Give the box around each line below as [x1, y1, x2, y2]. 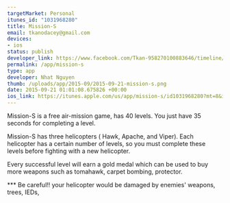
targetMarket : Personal [7, 10, 75, 17]
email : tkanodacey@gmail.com [7, 29, 90, 36]
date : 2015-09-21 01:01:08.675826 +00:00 [7, 86, 127, 93]
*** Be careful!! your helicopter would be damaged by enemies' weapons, [7, 181, 216, 189]
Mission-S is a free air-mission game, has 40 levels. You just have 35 [7, 112, 202, 120]
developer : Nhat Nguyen [7, 73, 75, 81]
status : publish [7, 49, 53, 56]
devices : [7, 36, 32, 43]
